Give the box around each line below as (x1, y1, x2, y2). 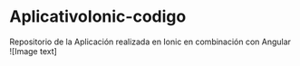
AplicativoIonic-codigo (9, 6, 187, 27)
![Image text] (9, 45, 57, 56)
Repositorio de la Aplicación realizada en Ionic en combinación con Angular (9, 36, 292, 47)
